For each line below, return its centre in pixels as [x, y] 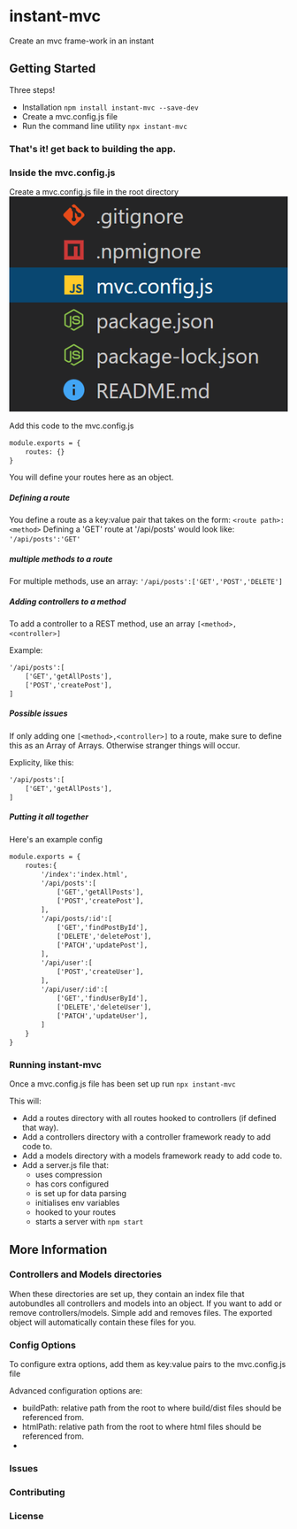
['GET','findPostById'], [102, 927]
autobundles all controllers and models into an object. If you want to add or [146, 1303]
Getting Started [53, 69]
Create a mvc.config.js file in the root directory [94, 191]
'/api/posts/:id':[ [77, 918]
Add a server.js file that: [65, 1165]
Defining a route [40, 497]
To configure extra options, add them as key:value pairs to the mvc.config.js [148, 1364]
